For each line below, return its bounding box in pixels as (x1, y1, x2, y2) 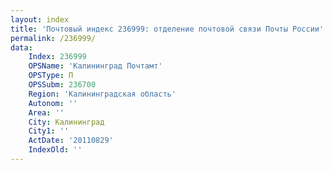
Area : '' (28, 107, 65, 118)
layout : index (10, 14, 70, 25)
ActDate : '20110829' (28, 136, 114, 146)
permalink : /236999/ (10, 33, 97, 43)
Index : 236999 (28, 52, 87, 62)
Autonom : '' (28, 98, 78, 108)
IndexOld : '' (28, 145, 83, 155)
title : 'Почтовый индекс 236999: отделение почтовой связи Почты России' (10, 24, 325, 34)
